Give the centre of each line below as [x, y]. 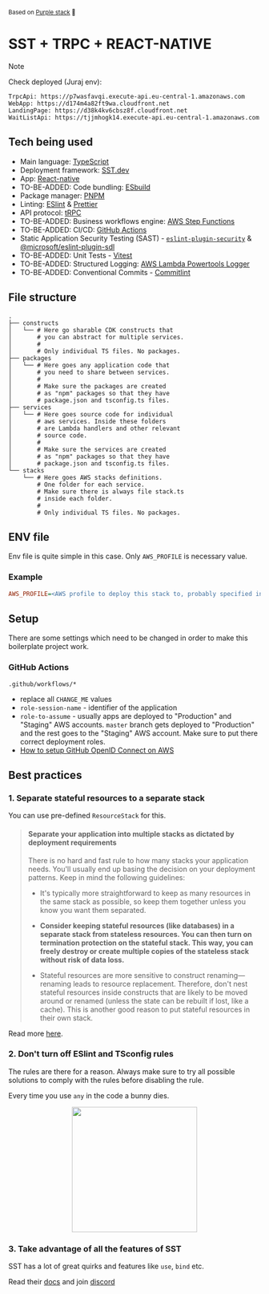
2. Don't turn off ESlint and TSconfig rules [91, 1054]
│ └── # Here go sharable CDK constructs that [91, 330]
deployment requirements [72, 842]
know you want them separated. [93, 910]
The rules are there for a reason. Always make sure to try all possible [122, 1071]
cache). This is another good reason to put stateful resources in [145, 1009]
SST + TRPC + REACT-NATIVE [110, 44]
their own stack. [66, 1018]
